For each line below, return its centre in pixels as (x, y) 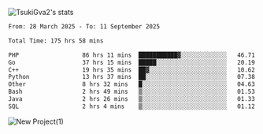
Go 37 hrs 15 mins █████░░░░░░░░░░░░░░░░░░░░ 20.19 (132, 62)
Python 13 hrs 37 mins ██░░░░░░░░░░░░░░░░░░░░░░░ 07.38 (132, 77)
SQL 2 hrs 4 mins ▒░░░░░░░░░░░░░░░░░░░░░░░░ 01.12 (132, 106)
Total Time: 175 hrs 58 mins (56, 41)
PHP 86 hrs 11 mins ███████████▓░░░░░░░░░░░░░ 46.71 (132, 55)
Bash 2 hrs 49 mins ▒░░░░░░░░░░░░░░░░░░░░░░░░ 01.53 (132, 92)
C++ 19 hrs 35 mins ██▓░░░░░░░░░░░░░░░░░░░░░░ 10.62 (132, 70)
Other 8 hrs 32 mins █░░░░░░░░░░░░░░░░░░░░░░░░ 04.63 (132, 84)
